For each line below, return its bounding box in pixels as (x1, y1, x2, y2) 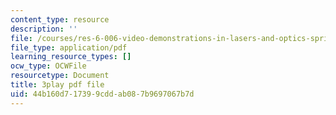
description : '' (10, 24, 78, 34)
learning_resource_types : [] (10, 52, 132, 62)
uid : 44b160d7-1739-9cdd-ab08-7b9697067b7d (10, 89, 195, 99)
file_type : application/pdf (10, 42, 128, 53)
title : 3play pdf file (10, 80, 105, 90)
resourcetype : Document (10, 71, 110, 81)
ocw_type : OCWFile (10, 61, 87, 71)
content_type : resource (10, 14, 110, 25)
